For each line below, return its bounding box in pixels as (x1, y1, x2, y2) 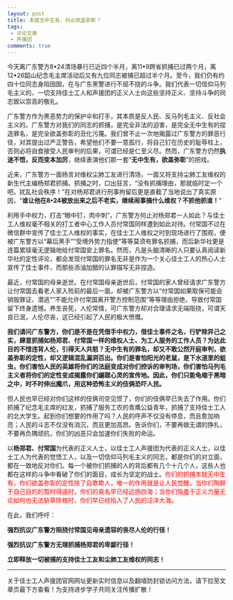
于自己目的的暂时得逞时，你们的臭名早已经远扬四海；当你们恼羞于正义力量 (7, 487, 220, 496)
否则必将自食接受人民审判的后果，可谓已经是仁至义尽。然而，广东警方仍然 (7, 147, 220, 155)
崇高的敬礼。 (25, 97, 62, 105)
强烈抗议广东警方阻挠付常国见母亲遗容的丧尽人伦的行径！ (7, 526, 171, 534)
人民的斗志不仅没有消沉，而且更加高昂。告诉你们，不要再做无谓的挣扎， (19, 421, 226, 428)
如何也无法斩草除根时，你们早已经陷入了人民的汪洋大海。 (12, 496, 178, 504)
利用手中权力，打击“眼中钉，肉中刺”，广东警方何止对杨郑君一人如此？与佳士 (7, 211, 225, 219)
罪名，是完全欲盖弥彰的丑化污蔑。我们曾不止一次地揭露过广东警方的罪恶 (12, 129, 220, 138)
